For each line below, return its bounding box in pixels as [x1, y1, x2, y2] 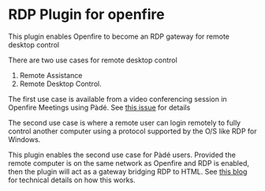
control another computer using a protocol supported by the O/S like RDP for [8, 126, 257, 136]
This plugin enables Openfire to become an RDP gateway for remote [8, 32, 230, 41]
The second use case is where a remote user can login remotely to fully [8, 118, 241, 127]
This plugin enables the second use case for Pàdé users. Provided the [8, 150, 237, 159]
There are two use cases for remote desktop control [8, 55, 177, 65]
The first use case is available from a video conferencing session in [8, 94, 227, 103]
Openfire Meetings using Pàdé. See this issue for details [8, 103, 191, 112]
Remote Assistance [19, 70, 83, 80]
